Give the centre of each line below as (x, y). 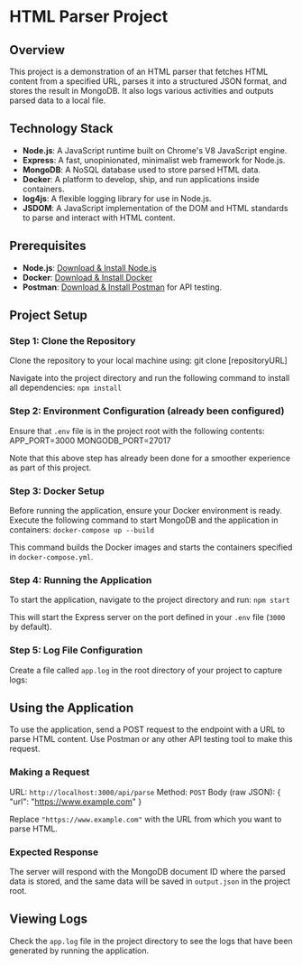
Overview (37, 50)
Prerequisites (48, 246)
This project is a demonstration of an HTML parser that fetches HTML (139, 71)
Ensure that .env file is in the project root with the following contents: (137, 431)
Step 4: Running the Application (81, 580)
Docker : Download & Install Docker (87, 277)
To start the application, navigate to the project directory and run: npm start (150, 600)
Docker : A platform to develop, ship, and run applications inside (141, 179)
